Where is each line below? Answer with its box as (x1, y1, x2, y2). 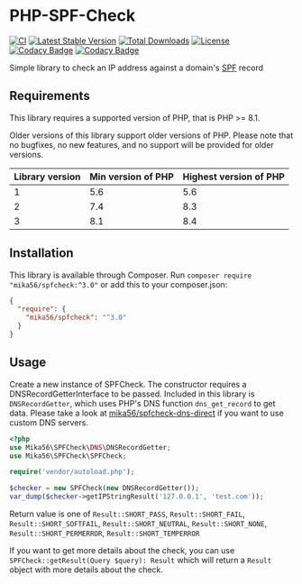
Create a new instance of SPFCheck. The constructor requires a (9, 379, 247, 389)
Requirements (9, 88, 90, 104)
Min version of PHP (89, 170, 174, 183)
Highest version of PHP (182, 170, 286, 183)
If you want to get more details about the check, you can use (9, 545, 235, 555)
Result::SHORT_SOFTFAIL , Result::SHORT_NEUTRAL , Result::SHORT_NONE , (9, 518, 268, 528)
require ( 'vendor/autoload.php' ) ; (9, 468, 135, 477)
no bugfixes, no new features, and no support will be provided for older (9, 139, 275, 150)
